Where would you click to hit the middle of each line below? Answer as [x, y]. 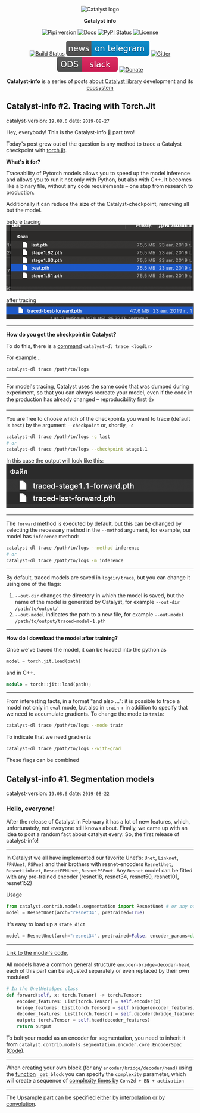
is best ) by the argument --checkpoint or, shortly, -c [70, 425]
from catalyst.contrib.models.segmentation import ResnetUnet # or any [97, 907]
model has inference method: [43, 537]
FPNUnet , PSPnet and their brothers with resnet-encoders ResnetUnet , [90, 864]
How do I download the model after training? [62, 638]
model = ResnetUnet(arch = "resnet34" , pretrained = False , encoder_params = [98, 936]
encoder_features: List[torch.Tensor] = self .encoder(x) [89, 1001]
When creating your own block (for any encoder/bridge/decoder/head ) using [99, 1068]
